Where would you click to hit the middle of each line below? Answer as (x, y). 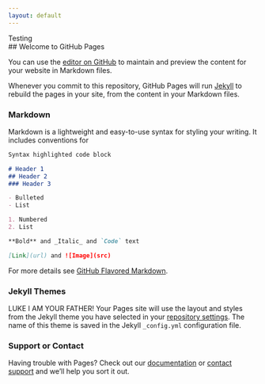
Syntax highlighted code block (60, 154)
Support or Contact (46, 345)
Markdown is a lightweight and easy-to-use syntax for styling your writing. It (132, 131)
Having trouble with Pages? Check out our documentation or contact (120, 363)
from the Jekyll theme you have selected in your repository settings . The (127, 317)
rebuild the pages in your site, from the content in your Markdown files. (124, 94)
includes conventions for (49, 140)
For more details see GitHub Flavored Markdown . (88, 271)
